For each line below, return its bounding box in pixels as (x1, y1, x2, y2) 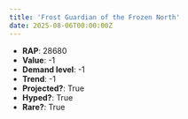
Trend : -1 (21, 73, 56, 84)
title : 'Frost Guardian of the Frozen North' (9, 12, 180, 22)
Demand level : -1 (21, 63, 86, 75)
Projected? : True (21, 83, 85, 93)
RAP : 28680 (21, 45, 67, 56)
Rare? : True (21, 101, 66, 112)
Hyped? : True (21, 92, 74, 102)
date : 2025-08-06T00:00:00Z (9, 21, 114, 30)
